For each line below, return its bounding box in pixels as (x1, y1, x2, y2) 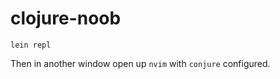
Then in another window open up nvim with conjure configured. (10, 57, 271, 69)
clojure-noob (10, 7, 122, 30)
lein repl (10, 40, 52, 50)
